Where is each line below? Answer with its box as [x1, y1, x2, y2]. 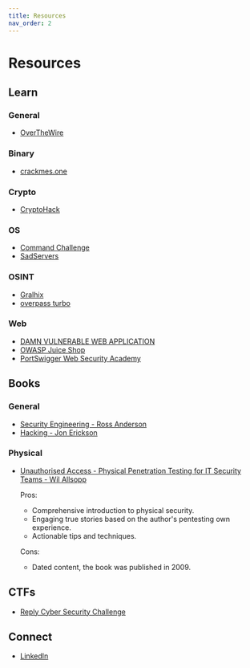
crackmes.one [19, 166, 68, 176]
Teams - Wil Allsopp [19, 475, 87, 484]
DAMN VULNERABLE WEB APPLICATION [19, 336, 155, 346]
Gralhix [19, 290, 44, 299]
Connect [8, 630, 53, 644]
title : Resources [8, 11, 67, 20]
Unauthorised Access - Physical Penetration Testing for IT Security [19, 466, 242, 475]
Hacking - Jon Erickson [19, 427, 98, 438]
